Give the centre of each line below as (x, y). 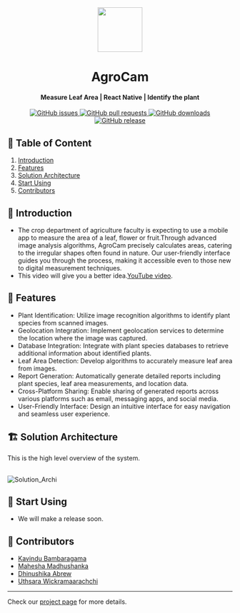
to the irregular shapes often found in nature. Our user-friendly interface (124, 253)
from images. (37, 368)
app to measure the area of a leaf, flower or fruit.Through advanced (117, 238)
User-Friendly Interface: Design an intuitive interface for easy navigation (124, 406)
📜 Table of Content (50, 143)
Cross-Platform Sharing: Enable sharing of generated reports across (118, 391)
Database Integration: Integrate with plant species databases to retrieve (123, 345)
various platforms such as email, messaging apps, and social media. (118, 398)
